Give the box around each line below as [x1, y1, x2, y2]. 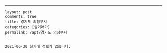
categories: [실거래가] [5, 25, 50, 30]
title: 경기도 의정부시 [5, 19, 47, 24]
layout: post [5, 10, 32, 15]
